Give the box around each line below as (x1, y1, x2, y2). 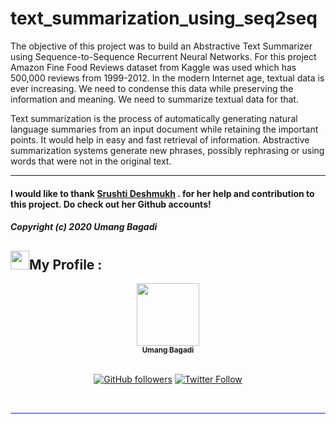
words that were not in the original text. (10, 155, 172, 167)
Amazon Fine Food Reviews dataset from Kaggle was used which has (10, 61, 297, 73)
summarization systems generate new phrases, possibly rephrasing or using (10, 144, 325, 156)
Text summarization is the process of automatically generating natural (10, 112, 298, 124)
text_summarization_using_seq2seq (10, 7, 318, 30)
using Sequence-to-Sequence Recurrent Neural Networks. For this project (10, 50, 317, 62)
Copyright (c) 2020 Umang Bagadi (10, 221, 158, 233)
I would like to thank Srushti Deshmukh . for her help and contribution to (10, 187, 315, 199)
